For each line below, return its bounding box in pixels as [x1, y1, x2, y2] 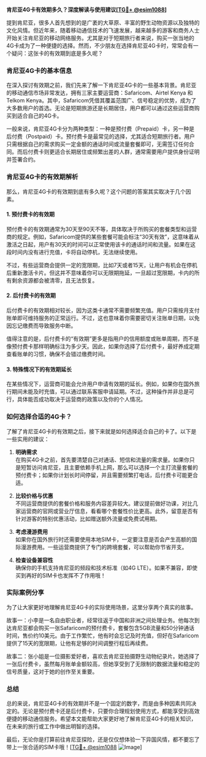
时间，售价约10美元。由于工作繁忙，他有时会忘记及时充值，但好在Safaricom [6, 631, 199, 639]
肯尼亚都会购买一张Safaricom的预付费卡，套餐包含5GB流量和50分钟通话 [11, 624, 195, 631]
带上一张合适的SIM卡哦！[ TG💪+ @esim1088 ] [6, 744, 142, 751]
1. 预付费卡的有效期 [6, 211, 55, 218]
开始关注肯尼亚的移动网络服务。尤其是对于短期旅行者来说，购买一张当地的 [6, 34, 194, 42]
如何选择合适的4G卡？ [6, 413, 72, 421]
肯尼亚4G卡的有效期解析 [6, 173, 78, 181]
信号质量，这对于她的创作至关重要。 [6, 668, 98, 675]
